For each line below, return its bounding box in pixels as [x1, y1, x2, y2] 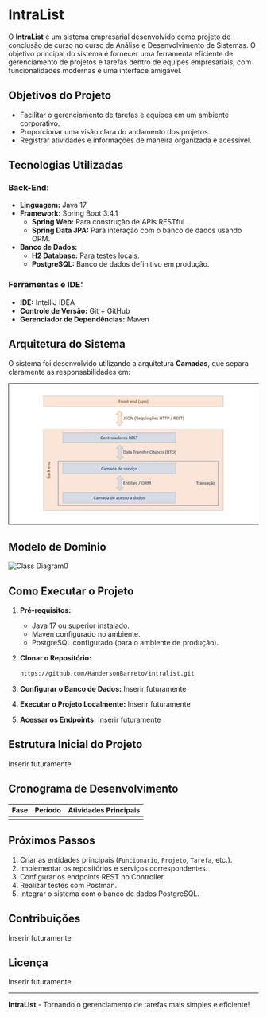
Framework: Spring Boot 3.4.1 [19, 208, 118, 218]
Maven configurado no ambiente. [31, 629, 141, 639]
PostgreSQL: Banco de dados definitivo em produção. [31, 259, 210, 269]
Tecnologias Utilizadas [8, 158, 124, 172]
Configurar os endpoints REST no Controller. [19, 871, 165, 881]
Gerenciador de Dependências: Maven [19, 314, 149, 324]
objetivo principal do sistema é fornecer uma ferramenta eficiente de [8, 49, 234, 58]
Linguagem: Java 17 [19, 201, 87, 210]
